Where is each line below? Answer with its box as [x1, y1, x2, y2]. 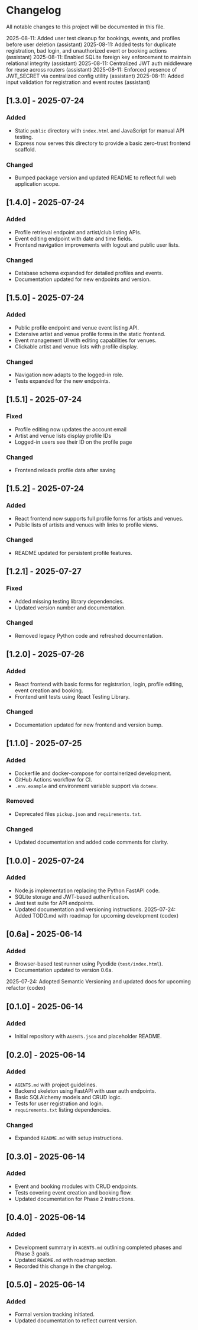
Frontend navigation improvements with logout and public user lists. [14, 241, 180, 248]
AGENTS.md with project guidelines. [14, 1081, 98, 1088]
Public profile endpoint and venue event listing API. [14, 324, 139, 331]
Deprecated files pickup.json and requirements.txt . [14, 810, 142, 817]
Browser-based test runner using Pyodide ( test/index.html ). [14, 960, 163, 967]
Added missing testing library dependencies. [14, 598, 124, 605]
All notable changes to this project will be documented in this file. [6, 23, 165, 30]
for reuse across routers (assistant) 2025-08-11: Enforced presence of [6, 66, 177, 73]
